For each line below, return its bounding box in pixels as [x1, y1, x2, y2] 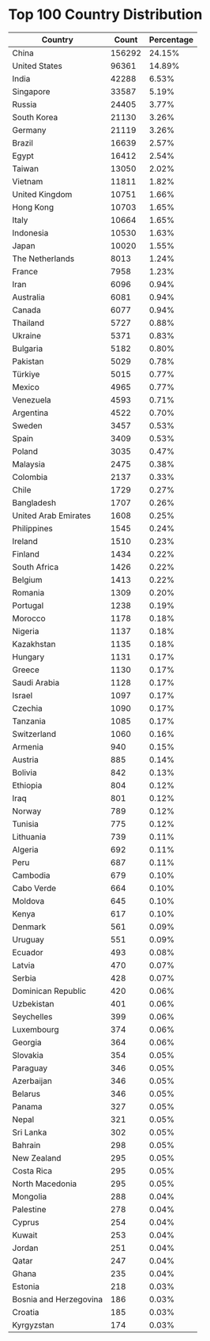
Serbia [12, 973, 37, 984]
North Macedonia [12, 1178, 77, 1189]
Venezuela [12, 394, 51, 405]
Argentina [12, 407, 49, 418]
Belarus [12, 1088, 41, 1099]
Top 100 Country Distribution [8, 6, 203, 24]
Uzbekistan [12, 998, 54, 1009]
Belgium [12, 574, 43, 585]
